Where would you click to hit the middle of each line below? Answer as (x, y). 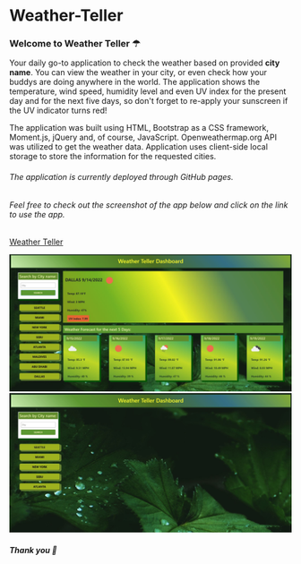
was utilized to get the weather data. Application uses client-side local (139, 147)
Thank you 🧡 (34, 550)
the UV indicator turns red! (58, 111)
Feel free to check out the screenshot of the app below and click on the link (149, 205)
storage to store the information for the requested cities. (113, 157)
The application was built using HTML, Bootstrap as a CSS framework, (139, 128)
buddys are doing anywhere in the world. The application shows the (135, 82)
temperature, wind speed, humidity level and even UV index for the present (148, 91)
